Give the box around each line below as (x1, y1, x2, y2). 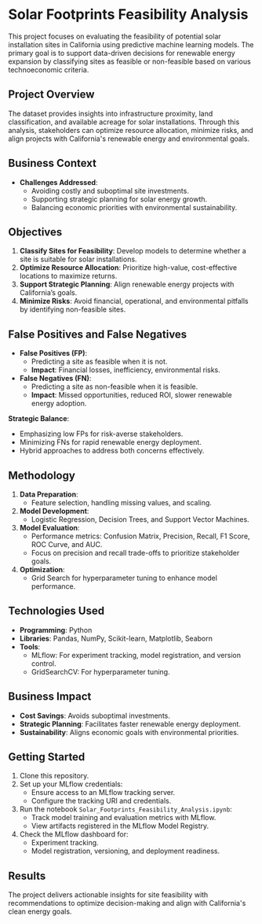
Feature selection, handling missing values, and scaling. (31, 498, 212, 507)
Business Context (8, 157, 96, 170)
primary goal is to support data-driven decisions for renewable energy (8, 48, 235, 57)
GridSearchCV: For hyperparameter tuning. (31, 667, 170, 676)
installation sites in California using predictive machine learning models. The (8, 39, 254, 49)
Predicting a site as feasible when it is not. (31, 357, 168, 367)
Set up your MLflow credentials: (19, 779, 123, 789)
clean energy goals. (8, 907, 72, 916)
